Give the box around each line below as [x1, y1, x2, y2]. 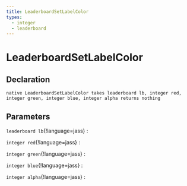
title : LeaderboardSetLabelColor [6, 8, 89, 15]
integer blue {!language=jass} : [6, 162, 83, 169]
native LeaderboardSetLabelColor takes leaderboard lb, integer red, [6, 90, 182, 96]
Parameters [6, 111, 50, 122]
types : [6, 14, 23, 20]
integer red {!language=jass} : [6, 139, 80, 146]
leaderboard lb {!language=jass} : [6, 127, 88, 134]
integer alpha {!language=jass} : [6, 174, 86, 181]
